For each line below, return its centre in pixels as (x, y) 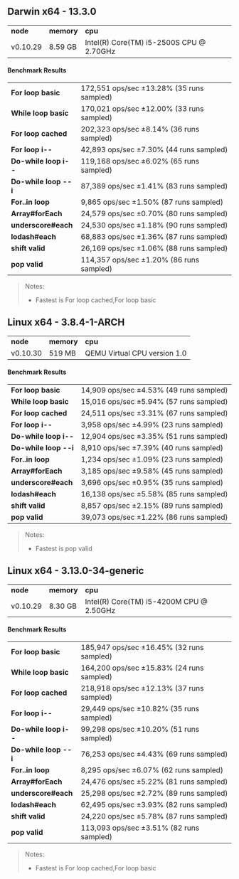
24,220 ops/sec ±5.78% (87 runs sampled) (154, 816)
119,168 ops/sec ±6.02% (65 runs (140, 161)
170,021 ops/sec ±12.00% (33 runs (142, 109)
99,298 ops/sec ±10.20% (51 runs (140, 730)
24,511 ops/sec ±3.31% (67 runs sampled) (154, 413)
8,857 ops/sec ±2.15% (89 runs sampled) (152, 506)
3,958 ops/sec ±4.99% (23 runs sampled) (152, 425)
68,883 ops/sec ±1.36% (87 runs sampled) (154, 237)
